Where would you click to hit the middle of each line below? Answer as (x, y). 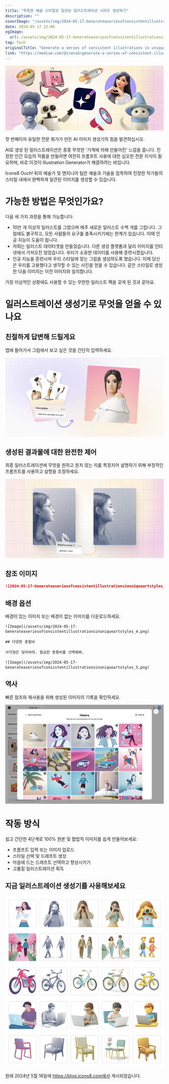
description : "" (22, 16)
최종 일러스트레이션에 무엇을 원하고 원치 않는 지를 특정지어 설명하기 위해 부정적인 (84, 465)
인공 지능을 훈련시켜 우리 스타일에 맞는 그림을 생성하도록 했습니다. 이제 (81, 259)
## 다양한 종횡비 (20, 642)
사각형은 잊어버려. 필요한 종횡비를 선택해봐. (45, 652)
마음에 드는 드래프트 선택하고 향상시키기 (52, 862)
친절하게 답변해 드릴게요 (40, 337)
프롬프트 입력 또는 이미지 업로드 (43, 850)
